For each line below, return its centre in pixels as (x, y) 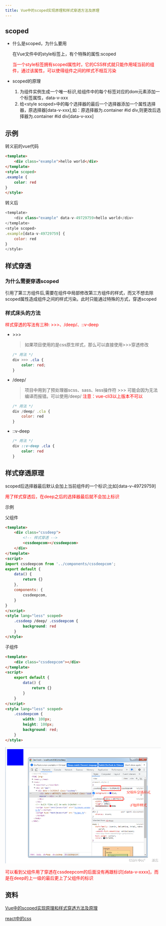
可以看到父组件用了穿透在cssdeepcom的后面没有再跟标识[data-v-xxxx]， (80, 872)
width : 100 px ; (37, 719)
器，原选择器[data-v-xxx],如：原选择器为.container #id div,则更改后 (88, 110)
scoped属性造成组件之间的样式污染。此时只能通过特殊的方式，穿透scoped (81, 299)
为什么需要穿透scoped (32, 281)
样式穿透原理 (25, 473)
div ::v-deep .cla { (33, 446)
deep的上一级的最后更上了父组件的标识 (54, 878)
